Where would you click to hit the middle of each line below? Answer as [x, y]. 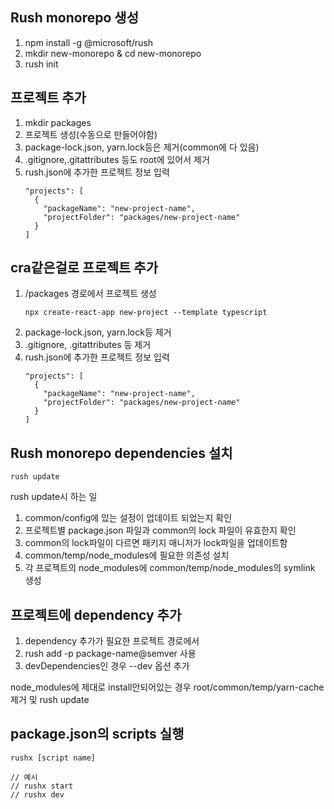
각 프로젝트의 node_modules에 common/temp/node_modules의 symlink [170, 568]
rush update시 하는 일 [54, 497]
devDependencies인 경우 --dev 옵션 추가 [107, 666]
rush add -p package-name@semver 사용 [110, 654]
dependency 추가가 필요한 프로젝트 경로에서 [112, 641]
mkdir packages [58, 122]
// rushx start [42, 786]
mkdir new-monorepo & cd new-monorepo [113, 53]
